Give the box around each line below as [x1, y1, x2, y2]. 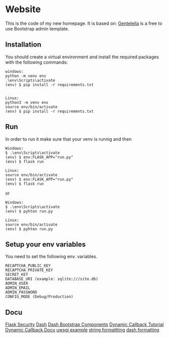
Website [5, 4, 41, 15]
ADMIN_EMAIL [5, 285, 30, 290]
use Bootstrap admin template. [5, 25, 69, 31]
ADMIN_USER [5, 281, 28, 286]
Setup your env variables [5, 240, 86, 248]
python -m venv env [5, 73, 47, 78]
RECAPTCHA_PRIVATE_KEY [5, 268, 53, 273]
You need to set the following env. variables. [5, 254, 98, 260]
